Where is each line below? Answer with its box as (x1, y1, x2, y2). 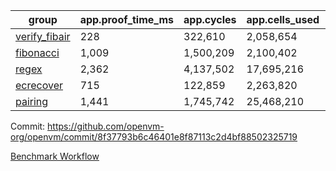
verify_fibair (15, 30, 71, 43)
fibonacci (15, 46, 60, 59)
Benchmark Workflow (10, 150, 100, 162)
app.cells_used (246, 13, 320, 26)
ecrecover (15, 79, 64, 92)
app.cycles (183, 13, 237, 26)
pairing (15, 95, 49, 108)
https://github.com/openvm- (47, 120, 165, 132)
